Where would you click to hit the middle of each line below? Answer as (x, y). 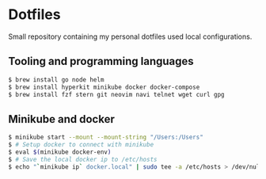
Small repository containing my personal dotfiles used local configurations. (130, 36)
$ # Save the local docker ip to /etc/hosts (83, 159)
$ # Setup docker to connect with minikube (81, 145)
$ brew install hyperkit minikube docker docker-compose (104, 87)
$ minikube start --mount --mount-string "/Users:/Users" (106, 137)
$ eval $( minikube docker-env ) (60, 152)
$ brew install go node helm (56, 80)
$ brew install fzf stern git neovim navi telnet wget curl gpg (116, 94)
